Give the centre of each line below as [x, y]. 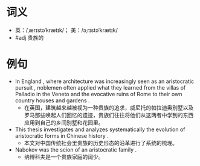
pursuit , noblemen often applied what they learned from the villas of [100, 87]
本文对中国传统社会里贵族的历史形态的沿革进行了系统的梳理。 [101, 143]
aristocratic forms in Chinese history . [62, 135]
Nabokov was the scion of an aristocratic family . [76, 149]
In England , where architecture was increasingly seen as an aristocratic [105, 81]
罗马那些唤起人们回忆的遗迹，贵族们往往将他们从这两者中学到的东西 [109, 115]
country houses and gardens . [52, 100]
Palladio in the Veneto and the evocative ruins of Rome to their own [98, 94]
